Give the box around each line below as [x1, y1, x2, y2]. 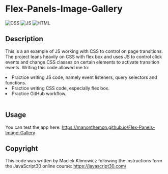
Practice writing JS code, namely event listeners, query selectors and [12, 74, 157, 80]
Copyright [5, 144, 38, 153]
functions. [5, 79, 26, 85]
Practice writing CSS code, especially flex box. [12, 85, 109, 91]
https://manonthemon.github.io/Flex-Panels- [62, 124, 155, 130]
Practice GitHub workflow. [12, 90, 67, 97]
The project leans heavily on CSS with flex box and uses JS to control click [5, 53, 162, 60]
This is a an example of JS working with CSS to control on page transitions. [5, 48, 163, 54]
